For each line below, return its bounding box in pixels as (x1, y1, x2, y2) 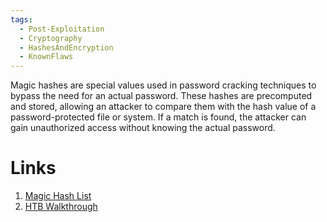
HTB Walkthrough (24, 201, 98, 213)
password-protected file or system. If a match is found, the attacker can (10, 111, 307, 123)
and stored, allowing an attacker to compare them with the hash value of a (10, 101, 317, 113)
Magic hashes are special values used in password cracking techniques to (10, 79, 317, 91)
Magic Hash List (24, 190, 92, 202)
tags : (10, 14, 33, 25)
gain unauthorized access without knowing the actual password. (10, 122, 276, 134)
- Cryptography (19, 33, 83, 43)
